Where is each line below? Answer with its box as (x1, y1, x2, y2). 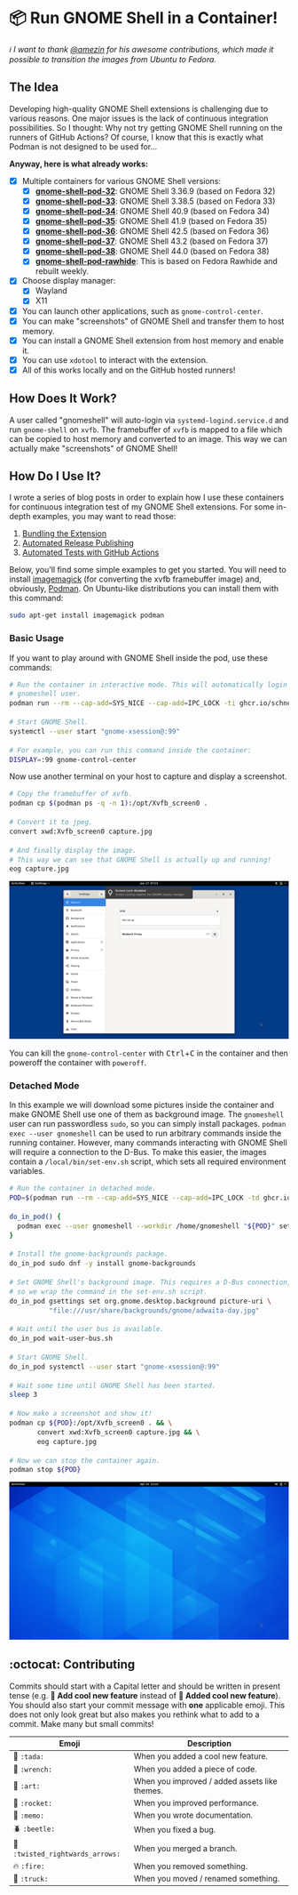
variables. (9, 1166, 45, 1176)
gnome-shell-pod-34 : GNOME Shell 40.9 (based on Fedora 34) (35, 205, 271, 216)
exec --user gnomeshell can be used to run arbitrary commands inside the (9, 1128, 282, 1139)
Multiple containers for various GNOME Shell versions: (21, 175, 222, 186)
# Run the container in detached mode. (9, 1184, 157, 1193)
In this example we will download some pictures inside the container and (9, 1100, 275, 1111)
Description (187, 1738, 232, 1749)
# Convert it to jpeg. (9, 818, 93, 827)
